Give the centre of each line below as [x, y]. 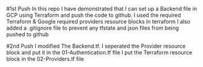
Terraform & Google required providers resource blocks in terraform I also [98, 21]
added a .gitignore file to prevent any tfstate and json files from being [93, 28]
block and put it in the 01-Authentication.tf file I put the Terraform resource [99, 53]
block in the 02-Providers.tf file [45, 59]
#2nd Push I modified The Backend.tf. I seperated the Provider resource [96, 46]
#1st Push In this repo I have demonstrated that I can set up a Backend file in [102, 9]
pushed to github [28, 34]
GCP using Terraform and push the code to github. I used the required [94, 15]
